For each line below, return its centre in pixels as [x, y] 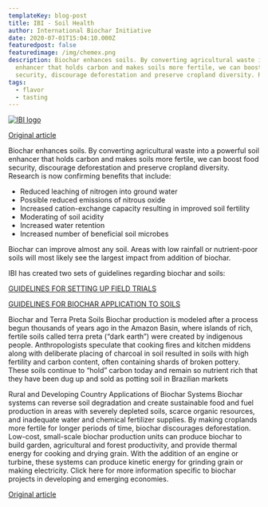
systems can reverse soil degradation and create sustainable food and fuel [131, 403]
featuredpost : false [43, 45]
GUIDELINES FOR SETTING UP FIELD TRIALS [83, 289]
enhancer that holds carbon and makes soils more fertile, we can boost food [134, 159]
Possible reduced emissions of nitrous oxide [93, 200]
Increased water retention [62, 226]
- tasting [32, 97]
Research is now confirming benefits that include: [90, 176]
